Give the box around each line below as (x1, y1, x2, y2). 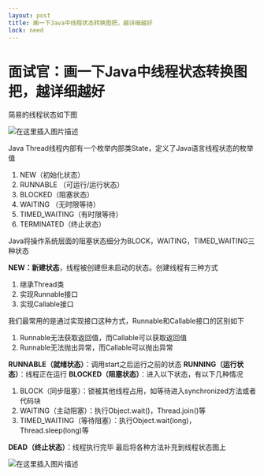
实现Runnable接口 (19, 290, 79, 299)
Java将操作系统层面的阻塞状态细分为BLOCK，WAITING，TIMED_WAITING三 (8, 236, 255, 245)
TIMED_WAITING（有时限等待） (19, 210, 123, 219)
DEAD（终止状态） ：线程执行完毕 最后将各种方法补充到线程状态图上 (8, 443, 227, 452)
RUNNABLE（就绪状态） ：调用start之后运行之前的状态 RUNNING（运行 (8, 360, 237, 369)
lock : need (8, 26, 44, 34)
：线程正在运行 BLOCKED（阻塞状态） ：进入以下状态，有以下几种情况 (18, 369, 244, 379)
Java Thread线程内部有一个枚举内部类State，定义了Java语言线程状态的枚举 (8, 144, 254, 153)
